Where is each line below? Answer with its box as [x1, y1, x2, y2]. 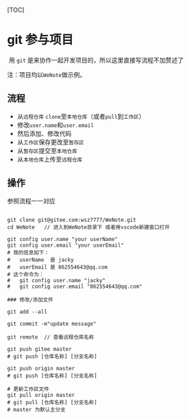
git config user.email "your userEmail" [7, 242, 125, 249]
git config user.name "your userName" [7, 236, 118, 242]
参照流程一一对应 [7, 196, 56, 205]
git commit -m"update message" [7, 320, 97, 327]
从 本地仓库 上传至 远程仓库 [16, 155, 82, 163]
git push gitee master [7, 346, 72, 352]
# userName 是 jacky [7, 256, 74, 263]
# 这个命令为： [7, 271, 45, 278]
